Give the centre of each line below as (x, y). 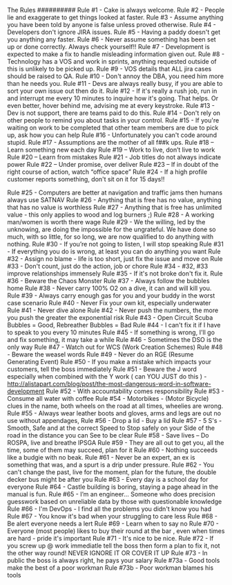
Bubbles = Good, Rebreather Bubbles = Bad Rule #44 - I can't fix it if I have (114, 325)
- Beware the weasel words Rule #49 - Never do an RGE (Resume (100, 354)
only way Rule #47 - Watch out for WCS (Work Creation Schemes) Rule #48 (115, 347)
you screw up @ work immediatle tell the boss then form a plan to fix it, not (114, 546)
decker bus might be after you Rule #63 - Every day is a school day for (108, 479)
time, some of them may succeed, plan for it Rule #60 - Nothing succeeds (113, 450)
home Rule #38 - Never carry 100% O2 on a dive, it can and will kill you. (109, 288)
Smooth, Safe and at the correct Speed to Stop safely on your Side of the (111, 428)
